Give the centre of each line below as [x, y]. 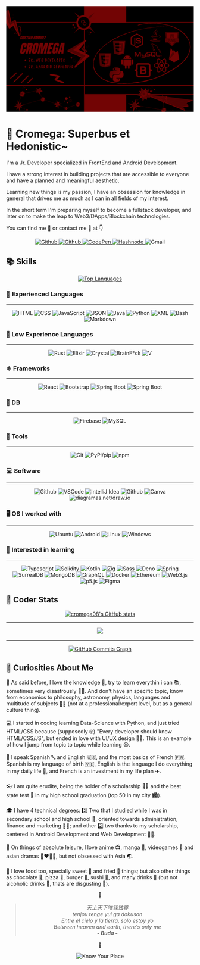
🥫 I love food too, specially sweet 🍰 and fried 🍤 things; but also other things [98, 871]
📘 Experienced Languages [45, 294]
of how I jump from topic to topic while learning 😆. [68, 745]
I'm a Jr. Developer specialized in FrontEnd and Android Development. [92, 163]
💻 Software [24, 471]
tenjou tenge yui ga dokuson [107, 914]
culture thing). [24, 710]
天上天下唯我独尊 [107, 908]
